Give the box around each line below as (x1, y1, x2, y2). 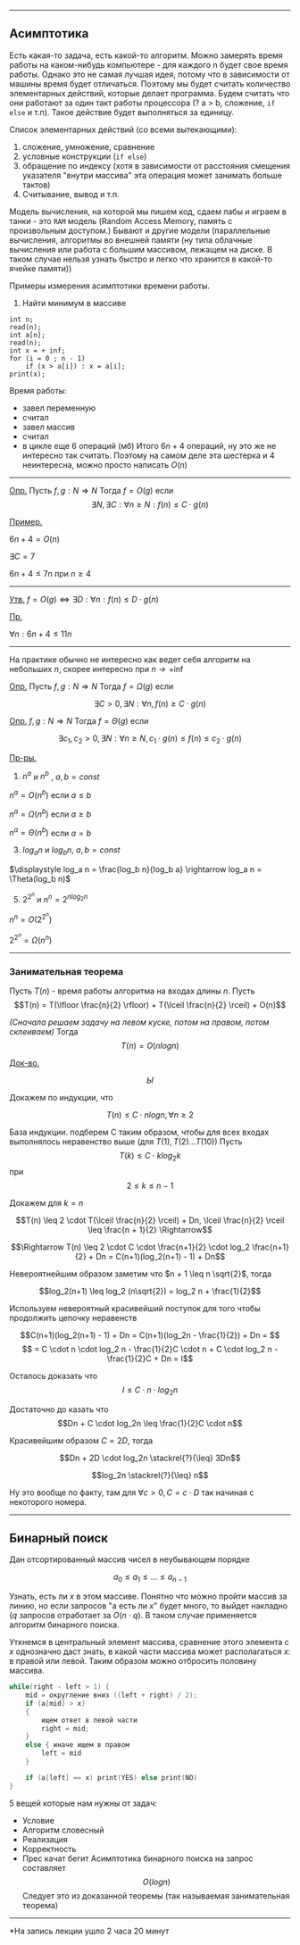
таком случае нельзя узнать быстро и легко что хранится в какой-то (9, 254, 272, 264)
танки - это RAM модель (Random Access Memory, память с (9, 215, 233, 226)
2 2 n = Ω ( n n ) (9, 932, 53, 945)
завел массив (21, 421, 76, 432)
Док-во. (9, 1057, 40, 1068)
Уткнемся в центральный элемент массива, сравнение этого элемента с (9, 1637, 289, 1648)
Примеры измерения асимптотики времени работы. (9, 280, 211, 291)
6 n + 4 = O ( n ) (9, 533, 61, 544)
